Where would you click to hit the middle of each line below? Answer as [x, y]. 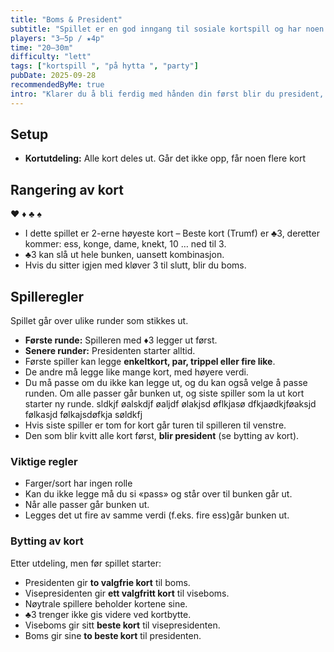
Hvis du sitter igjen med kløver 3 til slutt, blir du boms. [135, 265]
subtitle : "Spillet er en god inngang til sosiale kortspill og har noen [167, 29]
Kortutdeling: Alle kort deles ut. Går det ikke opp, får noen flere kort [165, 158]
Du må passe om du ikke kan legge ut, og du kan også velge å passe [166, 383]
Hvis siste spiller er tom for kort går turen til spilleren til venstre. [155, 425]
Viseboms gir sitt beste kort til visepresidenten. [122, 625]
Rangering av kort [67, 189]
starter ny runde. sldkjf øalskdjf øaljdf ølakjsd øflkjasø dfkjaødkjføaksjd [170, 404]
